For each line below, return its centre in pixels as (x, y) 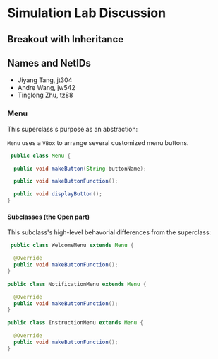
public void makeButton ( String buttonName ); (80, 169)
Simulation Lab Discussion (87, 13)
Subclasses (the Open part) (49, 217)
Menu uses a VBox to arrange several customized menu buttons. (98, 142)
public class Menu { (41, 156)
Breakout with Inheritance (66, 39)
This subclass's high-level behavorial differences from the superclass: (109, 232)
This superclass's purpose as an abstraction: (73, 129)
